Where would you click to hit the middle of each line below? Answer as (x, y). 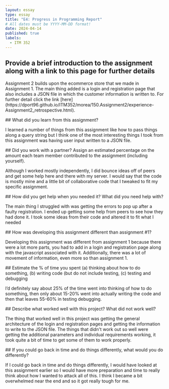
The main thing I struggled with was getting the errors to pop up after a (79, 206)
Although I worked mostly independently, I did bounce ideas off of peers (80, 171)
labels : (13, 38)
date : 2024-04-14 (23, 29)
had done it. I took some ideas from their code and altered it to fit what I (79, 217)
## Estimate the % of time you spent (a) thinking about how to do (73, 267)
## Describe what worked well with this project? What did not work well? (80, 309)
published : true (22, 33)
